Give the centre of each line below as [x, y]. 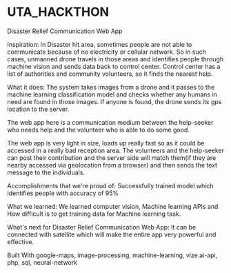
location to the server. [38, 109]
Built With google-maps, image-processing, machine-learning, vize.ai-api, [112, 255]
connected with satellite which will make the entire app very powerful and [112, 234]
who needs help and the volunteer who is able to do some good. [98, 130]
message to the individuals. [46, 172]
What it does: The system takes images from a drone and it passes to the [111, 87]
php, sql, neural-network [42, 262]
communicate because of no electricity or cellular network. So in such [107, 52]
